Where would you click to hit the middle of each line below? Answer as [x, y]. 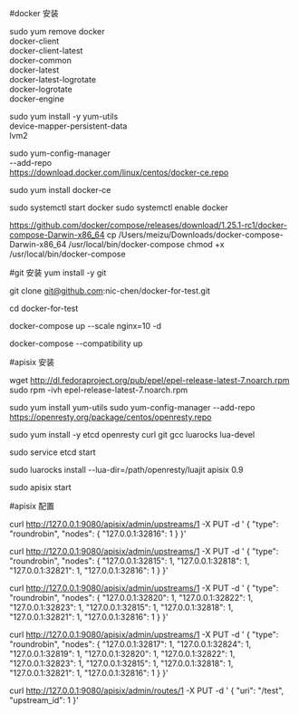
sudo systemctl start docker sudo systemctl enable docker [119, 207]
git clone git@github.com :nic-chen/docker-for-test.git [110, 291]
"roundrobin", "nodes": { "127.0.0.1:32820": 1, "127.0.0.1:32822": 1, [131, 598]
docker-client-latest [46, 51]
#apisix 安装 [32, 362]
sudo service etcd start [53, 452]
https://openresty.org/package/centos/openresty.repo [111, 417]
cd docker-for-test [44, 308]
